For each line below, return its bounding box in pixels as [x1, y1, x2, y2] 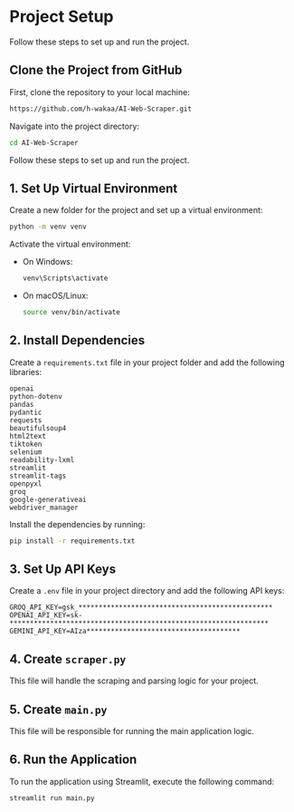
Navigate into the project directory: [9, 121, 140, 131]
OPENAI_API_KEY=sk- [9, 611, 83, 620]
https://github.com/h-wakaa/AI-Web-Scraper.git [9, 104, 193, 113]
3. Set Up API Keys [9, 562, 116, 577]
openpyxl [9, 478, 43, 488]
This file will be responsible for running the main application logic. [9, 726, 255, 737]
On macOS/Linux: [22, 290, 89, 301]
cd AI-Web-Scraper [9, 138, 79, 147]
